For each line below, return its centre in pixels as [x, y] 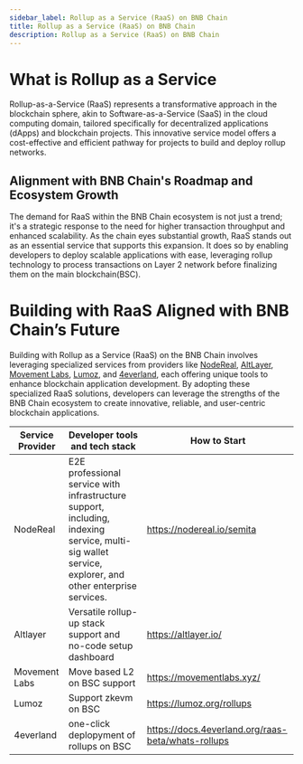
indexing [87, 530]
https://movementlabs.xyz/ [203, 677]
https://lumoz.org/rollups [199, 703]
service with [94, 485]
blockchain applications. [55, 413]
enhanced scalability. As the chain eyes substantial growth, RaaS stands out [151, 236]
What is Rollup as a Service [113, 79]
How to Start [218, 441]
